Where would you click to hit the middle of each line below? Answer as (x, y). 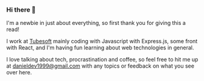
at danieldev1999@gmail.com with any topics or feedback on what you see (100, 66)
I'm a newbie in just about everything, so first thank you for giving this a (96, 23)
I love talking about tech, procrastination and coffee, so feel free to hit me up (102, 60)
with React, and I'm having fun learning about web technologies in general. (100, 48)
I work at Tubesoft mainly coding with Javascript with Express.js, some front (102, 41)
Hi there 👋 (21, 10)
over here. (19, 72)
